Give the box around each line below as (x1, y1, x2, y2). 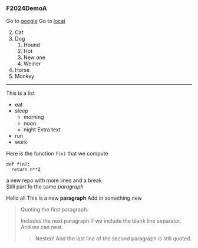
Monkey (14, 72, 35, 80)
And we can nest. (20, 224, 64, 231)
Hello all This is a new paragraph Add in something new (6, 194, 143, 201)
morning (23, 114, 44, 121)
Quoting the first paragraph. (20, 206, 88, 213)
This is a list (6, 90, 35, 97)
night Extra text (23, 126, 61, 133)
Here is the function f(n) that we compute (6, 150, 108, 157)
